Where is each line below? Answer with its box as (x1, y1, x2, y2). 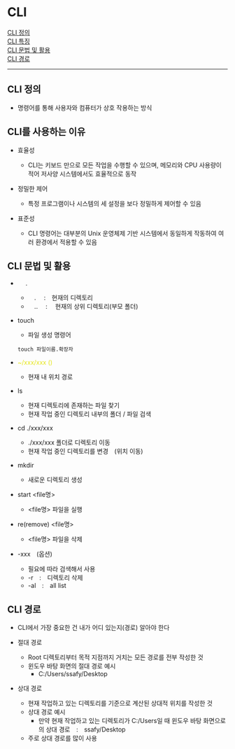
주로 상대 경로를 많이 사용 (27, 734, 98, 743)
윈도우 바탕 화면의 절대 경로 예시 (27, 662, 116, 671)
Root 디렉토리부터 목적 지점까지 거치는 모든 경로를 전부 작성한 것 (27, 653, 204, 661)
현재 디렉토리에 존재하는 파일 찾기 (27, 401, 120, 409)
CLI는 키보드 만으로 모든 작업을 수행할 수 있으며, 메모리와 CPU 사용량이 (27, 160, 222, 169)
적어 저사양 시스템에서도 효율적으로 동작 (27, 169, 137, 178)
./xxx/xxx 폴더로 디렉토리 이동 (27, 438, 111, 447)
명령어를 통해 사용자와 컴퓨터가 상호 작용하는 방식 (17, 103, 152, 112)
